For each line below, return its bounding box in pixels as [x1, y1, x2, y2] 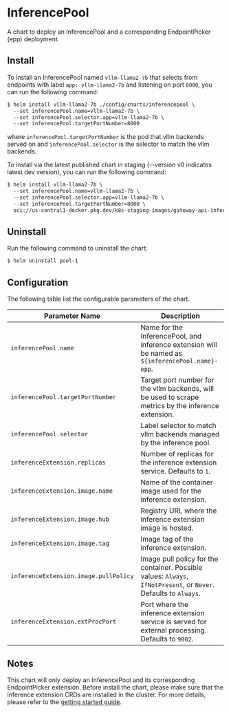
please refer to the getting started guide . [7, 697, 122, 706]
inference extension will [140, 340, 218, 350]
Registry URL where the [140, 506, 217, 515]
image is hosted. [140, 523, 194, 533]
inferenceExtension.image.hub [10, 515, 110, 524]
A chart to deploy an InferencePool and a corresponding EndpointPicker [7, 28, 211, 36]
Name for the [140, 323, 184, 332]
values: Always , [140, 571, 189, 581]
